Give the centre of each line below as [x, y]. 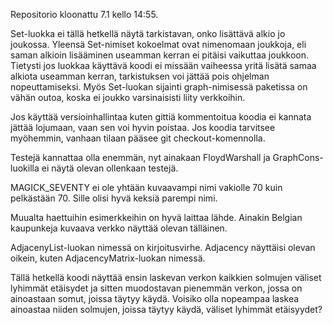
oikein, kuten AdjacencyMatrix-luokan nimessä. [108, 258]
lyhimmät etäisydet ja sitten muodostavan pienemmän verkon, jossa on [156, 288]
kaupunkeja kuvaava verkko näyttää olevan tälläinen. [119, 228]
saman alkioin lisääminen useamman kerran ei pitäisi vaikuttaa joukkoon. [160, 55]
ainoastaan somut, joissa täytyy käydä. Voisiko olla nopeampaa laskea [155, 298]
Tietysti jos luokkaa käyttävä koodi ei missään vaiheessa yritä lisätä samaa [163, 65]
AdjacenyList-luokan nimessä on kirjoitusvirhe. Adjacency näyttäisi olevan [163, 247]
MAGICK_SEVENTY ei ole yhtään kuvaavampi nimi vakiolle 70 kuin [146, 187]
